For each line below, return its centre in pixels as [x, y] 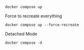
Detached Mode [21, 34]
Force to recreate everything [34, 16]
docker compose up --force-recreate [42, 25]
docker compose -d [24, 43]
